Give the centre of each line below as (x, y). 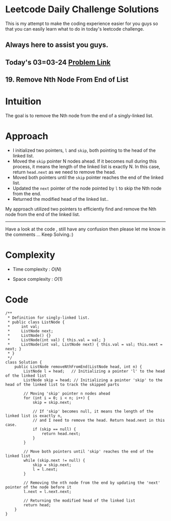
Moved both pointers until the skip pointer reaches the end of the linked (88, 177)
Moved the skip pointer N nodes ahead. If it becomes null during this (84, 161)
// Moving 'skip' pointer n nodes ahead (67, 394)
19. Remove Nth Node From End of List (67, 80)
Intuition (23, 102)
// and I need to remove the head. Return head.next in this (99, 420)
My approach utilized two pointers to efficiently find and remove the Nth (81, 209)
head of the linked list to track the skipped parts (62, 384)
